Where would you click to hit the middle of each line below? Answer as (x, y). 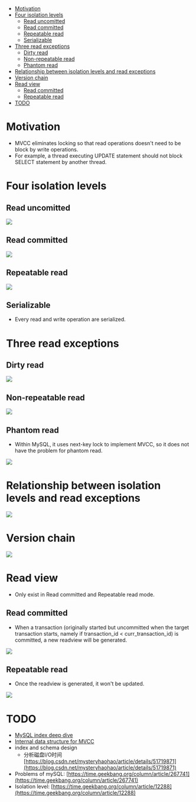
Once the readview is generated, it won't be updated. (79, 684)
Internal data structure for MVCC (54, 742)
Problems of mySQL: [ (42, 774)
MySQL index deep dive (44, 735)
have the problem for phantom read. (58, 450)
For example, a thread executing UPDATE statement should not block (99, 156)
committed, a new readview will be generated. (71, 640)
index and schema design (46, 748)
